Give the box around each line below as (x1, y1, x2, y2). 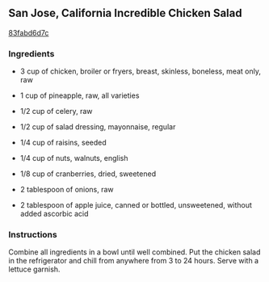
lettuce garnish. (8, 264, 61, 274)
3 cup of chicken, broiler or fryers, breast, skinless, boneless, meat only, (19, 66, 261, 76)
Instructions (8, 229, 58, 241)
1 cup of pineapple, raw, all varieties (19, 90, 140, 100)
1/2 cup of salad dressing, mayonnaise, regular (19, 122, 176, 132)
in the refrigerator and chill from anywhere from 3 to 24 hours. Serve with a (8, 256, 259, 266)
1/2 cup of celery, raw (19, 107, 93, 116)
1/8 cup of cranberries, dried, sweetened (19, 169, 156, 179)
